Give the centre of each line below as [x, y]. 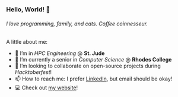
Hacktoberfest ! [33, 72]
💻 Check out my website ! [46, 88]
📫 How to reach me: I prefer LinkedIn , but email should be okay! [93, 79]
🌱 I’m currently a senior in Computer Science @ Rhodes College [93, 60]
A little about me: [27, 42]
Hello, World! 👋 [28, 9]
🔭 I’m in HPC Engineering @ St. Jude [60, 53]
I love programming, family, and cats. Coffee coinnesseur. [77, 24]
